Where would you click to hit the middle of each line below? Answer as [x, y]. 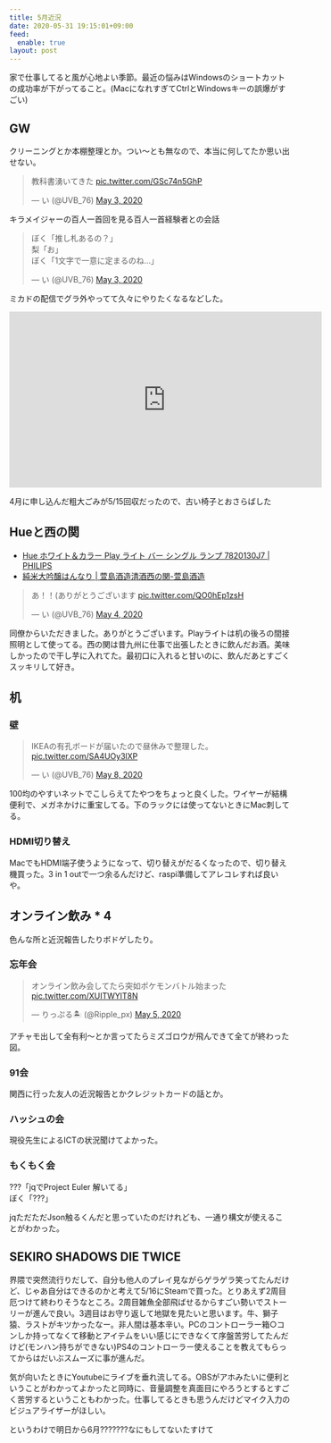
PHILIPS [37, 565]
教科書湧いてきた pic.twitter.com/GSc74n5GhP [116, 181]
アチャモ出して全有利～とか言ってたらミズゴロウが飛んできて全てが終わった [149, 1036]
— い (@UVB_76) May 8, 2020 [87, 775]
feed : [19, 34]
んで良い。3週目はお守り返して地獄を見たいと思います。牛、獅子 [159, 1313]
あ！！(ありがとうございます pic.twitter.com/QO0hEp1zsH [137, 595]
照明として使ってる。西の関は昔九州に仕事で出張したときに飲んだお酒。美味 [149, 644]
